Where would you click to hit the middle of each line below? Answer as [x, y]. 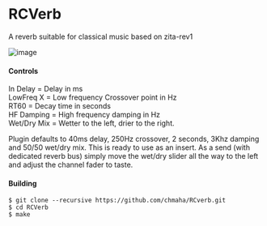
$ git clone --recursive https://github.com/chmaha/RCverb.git [117, 200]
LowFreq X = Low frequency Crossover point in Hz [93, 97]
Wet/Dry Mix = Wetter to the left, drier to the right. [92, 123]
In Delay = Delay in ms [46, 89]
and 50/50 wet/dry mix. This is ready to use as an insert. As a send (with [129, 147]
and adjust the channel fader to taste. [71, 165]
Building [23, 183]
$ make [19, 215]
